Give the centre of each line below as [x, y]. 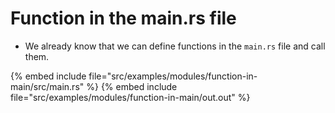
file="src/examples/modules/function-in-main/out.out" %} [130, 97]
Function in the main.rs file [123, 18]
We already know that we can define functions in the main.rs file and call [175, 46]
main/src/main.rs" [47, 86]
